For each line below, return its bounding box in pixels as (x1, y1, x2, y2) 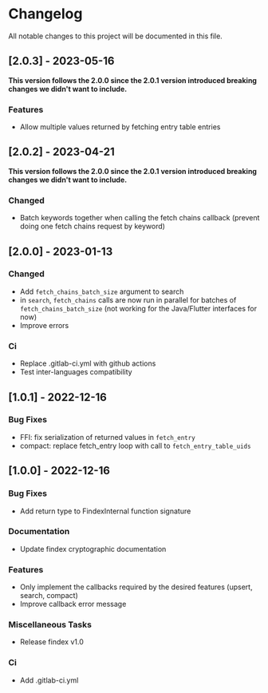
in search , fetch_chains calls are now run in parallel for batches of (19, 295, 237, 304)
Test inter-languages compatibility (19, 367, 133, 377)
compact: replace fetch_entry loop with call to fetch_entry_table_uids (19, 441, 251, 450)
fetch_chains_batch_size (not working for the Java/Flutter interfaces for (19, 303, 258, 313)
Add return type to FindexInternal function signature (19, 506, 191, 516)
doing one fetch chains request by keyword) (19, 221, 166, 232)
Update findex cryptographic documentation (19, 544, 167, 553)
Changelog (8, 5, 83, 23)
